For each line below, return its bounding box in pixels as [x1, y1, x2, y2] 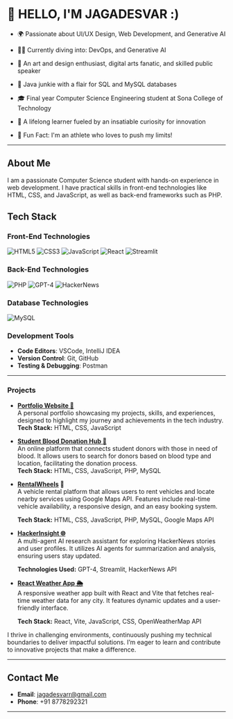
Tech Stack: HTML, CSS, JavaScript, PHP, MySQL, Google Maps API [17, 515, 214, 524]
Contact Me [7, 672, 59, 684]
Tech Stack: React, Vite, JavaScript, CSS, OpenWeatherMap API [17, 617, 202, 625]
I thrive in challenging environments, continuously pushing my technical [7, 630, 212, 638]
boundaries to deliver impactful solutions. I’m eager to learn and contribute [7, 638, 221, 646]
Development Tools [7, 331, 74, 340]
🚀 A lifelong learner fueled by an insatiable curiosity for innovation [17, 117, 206, 126]
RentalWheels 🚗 [17, 479, 64, 488]
